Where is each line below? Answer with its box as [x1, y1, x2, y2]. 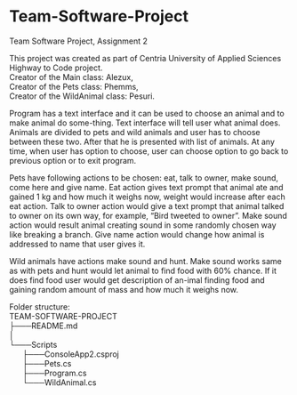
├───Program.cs [21, 367, 87, 378]
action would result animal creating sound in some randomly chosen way [9, 220, 277, 230]
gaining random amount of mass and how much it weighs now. [9, 284, 238, 294]
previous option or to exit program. [9, 155, 137, 165]
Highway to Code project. [9, 62, 103, 73]
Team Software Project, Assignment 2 [9, 36, 148, 46]
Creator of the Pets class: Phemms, [9, 81, 140, 92]
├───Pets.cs [21, 358, 72, 368]
